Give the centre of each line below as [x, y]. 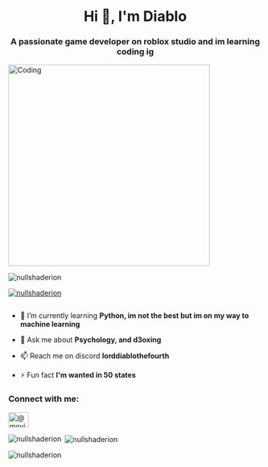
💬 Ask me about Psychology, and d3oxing [91, 340]
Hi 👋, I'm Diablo [135, 17]
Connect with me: [44, 399]
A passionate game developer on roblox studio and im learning [135, 42]
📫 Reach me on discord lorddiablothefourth [95, 356]
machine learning [50, 324]
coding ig [135, 52]
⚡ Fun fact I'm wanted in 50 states [78, 375]
